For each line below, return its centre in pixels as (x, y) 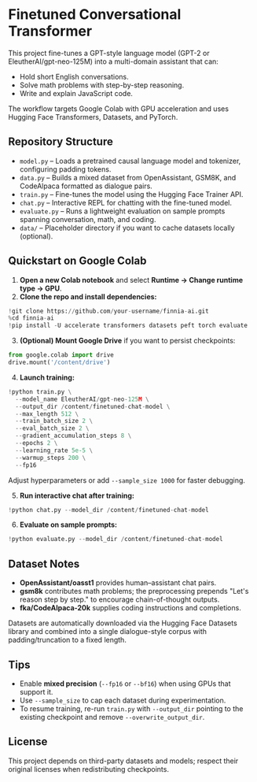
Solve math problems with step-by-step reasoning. (102, 85)
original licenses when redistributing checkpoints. (88, 769)
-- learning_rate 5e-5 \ (54, 450)
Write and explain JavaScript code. (76, 93)
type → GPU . (40, 288)
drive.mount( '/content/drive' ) (59, 363)
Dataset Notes (44, 563)
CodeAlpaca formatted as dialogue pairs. (86, 186)
